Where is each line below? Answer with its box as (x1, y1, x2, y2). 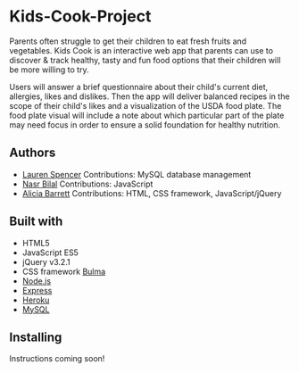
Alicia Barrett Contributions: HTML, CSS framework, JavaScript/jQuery (21, 187, 282, 198)
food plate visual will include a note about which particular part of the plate (9, 110, 285, 120)
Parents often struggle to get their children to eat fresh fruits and (9, 36, 247, 46)
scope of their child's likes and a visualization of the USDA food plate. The (9, 100, 282, 111)
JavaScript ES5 (21, 247, 79, 258)
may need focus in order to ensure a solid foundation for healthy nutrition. (9, 119, 281, 130)
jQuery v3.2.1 (21, 256, 71, 267)
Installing (9, 329, 62, 344)
